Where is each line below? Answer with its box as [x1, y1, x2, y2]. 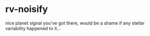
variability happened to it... [5, 25, 61, 31]
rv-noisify [5, 3, 48, 15]
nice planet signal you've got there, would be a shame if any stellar [5, 20, 145, 26]
